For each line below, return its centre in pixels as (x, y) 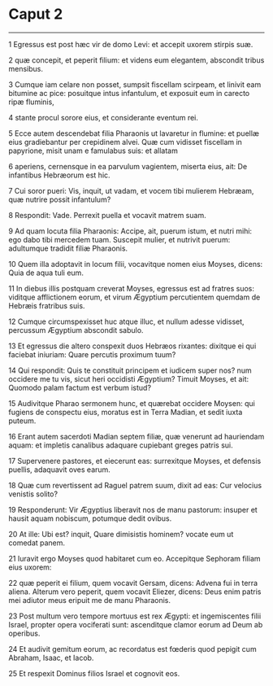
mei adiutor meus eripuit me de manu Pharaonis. (89, 600)
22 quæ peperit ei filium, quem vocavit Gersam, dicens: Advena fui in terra (133, 583)
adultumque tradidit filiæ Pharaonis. (68, 248)
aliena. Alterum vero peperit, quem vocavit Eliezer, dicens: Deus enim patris (135, 592)
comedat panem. (37, 543)
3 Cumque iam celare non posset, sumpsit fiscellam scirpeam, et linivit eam (135, 84)
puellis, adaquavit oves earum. (60, 470)
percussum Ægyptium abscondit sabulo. (76, 330)
